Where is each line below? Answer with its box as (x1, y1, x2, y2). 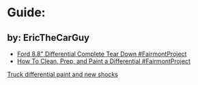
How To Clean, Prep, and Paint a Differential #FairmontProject (16, 57, 191, 65)
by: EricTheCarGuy (7, 32, 90, 44)
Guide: (7, 5, 46, 20)
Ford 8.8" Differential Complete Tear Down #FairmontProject (16, 50, 187, 58)
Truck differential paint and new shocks (7, 70, 118, 78)
